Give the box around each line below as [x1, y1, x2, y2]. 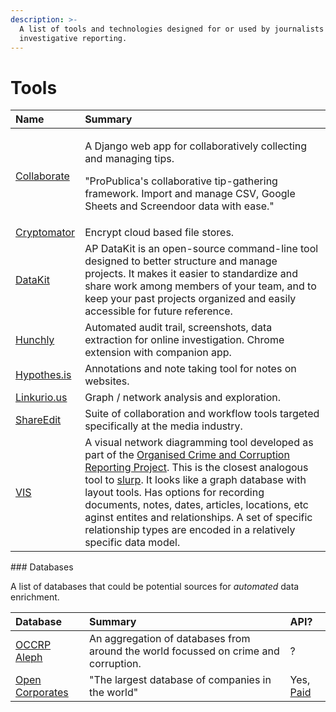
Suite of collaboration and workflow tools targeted [84, 407, 320, 421]
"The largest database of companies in [89, 673, 272, 687]
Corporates [15, 686, 69, 700]
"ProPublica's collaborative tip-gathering [84, 174, 278, 188]
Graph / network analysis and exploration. [84, 391, 282, 405]
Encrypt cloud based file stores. [84, 226, 235, 240]
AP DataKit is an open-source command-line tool [84, 242, 319, 256]
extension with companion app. [84, 346, 232, 360]
